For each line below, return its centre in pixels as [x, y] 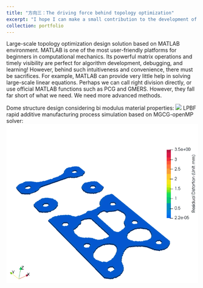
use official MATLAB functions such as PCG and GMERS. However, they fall [101, 89]
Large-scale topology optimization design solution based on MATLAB [93, 44]
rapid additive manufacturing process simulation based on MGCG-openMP [100, 114]
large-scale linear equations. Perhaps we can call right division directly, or [99, 83]
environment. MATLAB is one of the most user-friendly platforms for [91, 50]
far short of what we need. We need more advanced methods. [84, 96]
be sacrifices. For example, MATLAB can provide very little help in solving [98, 76]
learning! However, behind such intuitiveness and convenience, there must [100, 69]
